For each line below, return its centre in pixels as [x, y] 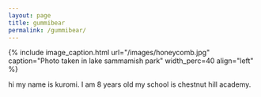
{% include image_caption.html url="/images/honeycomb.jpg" [109, 53]
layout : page [30, 15]
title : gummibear [37, 23]
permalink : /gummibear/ [47, 30]
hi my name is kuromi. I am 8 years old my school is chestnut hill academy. [130, 84]
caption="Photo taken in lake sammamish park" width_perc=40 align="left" [131, 61]
